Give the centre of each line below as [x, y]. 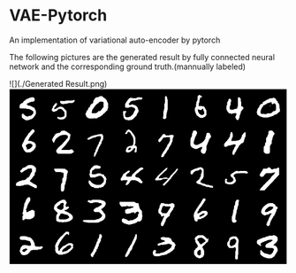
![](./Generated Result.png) [58, 83]
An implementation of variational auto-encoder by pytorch [115, 40]
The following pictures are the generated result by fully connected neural [142, 57]
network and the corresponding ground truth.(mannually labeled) [127, 66]
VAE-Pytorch [58, 16]
